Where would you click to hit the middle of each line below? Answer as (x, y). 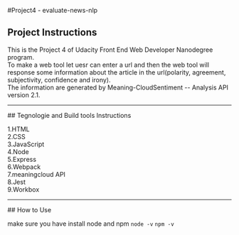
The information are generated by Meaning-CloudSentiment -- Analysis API (118, 87)
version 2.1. (24, 94)
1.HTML (18, 129)
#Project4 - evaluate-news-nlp (53, 10)
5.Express (22, 159)
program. (21, 57)
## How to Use (30, 209)
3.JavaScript (26, 144)
